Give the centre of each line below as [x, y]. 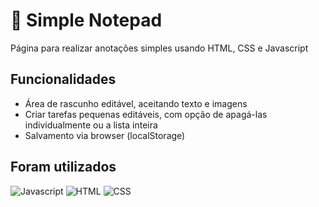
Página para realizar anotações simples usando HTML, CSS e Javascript [159, 48]
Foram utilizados [63, 167]
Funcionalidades [63, 79]
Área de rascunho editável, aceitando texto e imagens [136, 103]
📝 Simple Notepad [86, 20]
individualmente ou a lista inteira [91, 125]
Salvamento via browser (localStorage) [105, 135]
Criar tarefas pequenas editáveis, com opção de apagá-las [146, 114]
